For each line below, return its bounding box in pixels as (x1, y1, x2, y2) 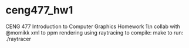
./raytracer (5, 35, 32, 42)
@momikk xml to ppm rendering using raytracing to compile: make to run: (5, 29, 184, 36)
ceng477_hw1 (5, 4, 73, 17)
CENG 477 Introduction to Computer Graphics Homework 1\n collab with (5, 23, 180, 30)
